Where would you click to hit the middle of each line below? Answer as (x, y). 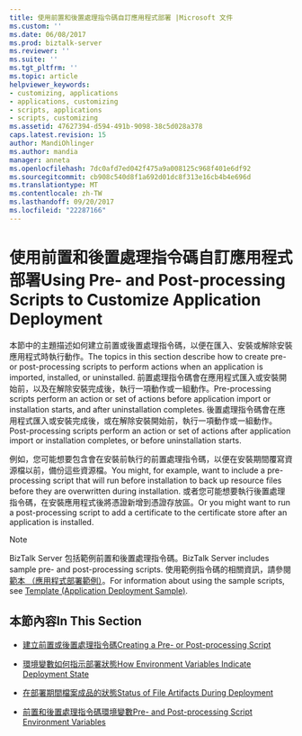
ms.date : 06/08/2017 (48, 34)
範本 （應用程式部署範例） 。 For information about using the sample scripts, (147, 580)
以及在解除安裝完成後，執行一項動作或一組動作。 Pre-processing (152, 388)
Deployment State (56, 674)
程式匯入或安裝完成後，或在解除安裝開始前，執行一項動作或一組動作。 (147, 421)
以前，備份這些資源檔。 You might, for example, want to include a (145, 470)
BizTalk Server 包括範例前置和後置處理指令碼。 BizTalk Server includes (139, 558)
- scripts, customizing (54, 118)
